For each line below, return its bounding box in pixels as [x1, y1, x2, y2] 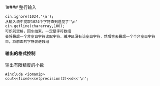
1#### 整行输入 [5, 4, 37, 10]
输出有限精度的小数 [5, 62, 44, 68]
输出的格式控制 [5, 50, 35, 56]
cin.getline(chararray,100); [5, 24, 65, 29]
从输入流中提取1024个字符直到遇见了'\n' [5, 19, 78, 24]
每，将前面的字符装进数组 [5, 39, 49, 44]
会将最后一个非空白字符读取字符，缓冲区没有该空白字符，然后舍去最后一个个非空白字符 [5, 34, 156, 39]
